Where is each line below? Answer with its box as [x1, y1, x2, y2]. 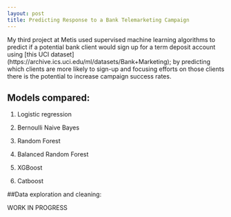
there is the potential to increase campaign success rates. [7, 72, 172, 80]
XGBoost [17, 163, 43, 172]
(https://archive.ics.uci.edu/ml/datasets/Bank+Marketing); [7, 57, 172, 65]
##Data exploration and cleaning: [7, 190, 102, 198]
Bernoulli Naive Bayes [17, 123, 80, 132]
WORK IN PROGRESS [7, 204, 68, 212]
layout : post [7, 10, 45, 17]
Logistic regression [17, 110, 72, 118]
